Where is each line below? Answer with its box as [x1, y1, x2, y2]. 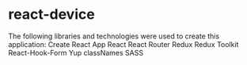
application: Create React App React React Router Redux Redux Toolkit [8, 39, 239, 49]
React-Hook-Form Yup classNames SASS [8, 48, 144, 57]
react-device [8, 5, 95, 23]
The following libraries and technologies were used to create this [8, 31, 220, 41]
